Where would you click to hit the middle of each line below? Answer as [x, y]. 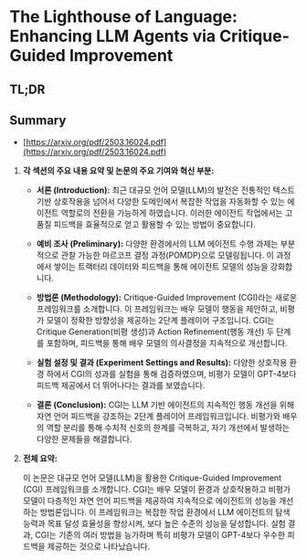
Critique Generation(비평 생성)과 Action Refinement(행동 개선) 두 [155, 332]
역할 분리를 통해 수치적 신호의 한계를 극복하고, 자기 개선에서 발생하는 [168, 428]
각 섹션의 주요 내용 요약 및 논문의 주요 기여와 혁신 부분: [118, 171]
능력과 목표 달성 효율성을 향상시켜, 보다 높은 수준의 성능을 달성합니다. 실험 [154, 523]
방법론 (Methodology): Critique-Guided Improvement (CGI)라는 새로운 [167, 298]
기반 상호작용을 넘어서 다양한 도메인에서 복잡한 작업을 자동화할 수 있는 [161, 202]
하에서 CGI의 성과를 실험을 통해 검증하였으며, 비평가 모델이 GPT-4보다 [171, 374]
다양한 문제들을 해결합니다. [84, 439]
